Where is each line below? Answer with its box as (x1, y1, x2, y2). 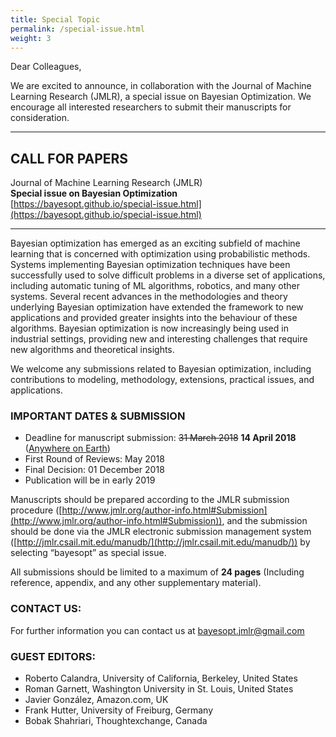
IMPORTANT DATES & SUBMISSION (10, 409, 186, 423)
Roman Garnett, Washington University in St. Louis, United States (24, 683, 294, 695)
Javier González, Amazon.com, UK (24, 694, 169, 706)
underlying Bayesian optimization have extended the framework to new (10, 301, 304, 313)
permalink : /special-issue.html (10, 24, 145, 34)
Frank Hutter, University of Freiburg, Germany (24, 704, 214, 716)
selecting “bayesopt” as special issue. (10, 547, 167, 559)
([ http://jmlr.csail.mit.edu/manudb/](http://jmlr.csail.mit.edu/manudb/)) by (10, 536, 311, 548)
